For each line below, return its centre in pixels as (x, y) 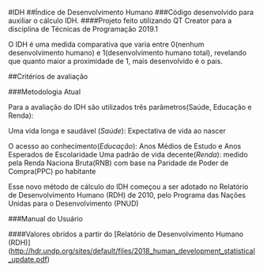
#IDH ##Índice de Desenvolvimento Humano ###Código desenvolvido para (131, 12)
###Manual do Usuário (45, 219)
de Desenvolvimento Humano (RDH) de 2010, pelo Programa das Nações (127, 195)
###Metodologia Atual (45, 92)
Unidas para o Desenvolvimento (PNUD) (74, 203)
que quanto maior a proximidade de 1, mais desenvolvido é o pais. (116, 61)
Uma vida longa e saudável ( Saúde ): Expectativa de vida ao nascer (117, 131)
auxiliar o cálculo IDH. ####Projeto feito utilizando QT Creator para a (120, 21)
